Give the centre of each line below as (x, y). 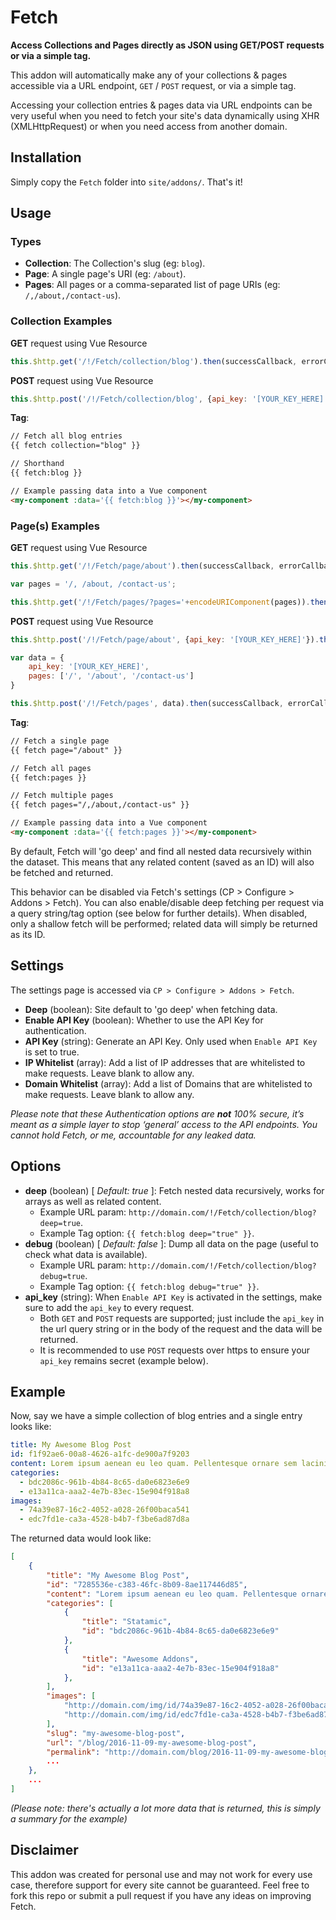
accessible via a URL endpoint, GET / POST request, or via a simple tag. (153, 85)
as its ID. (28, 934)
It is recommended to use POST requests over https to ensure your (175, 1350)
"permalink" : (73, 1752)
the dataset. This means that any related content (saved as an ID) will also (162, 862)
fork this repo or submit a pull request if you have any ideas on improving (161, 1895)
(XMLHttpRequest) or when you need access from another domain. (149, 126)
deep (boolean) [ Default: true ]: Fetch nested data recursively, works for (174, 1190)
